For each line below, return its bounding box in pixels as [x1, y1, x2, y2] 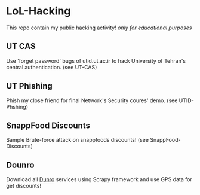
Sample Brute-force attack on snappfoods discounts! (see [6, 136, 149, 144]
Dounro [6, 160, 35, 170]
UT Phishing [6, 81, 53, 91]
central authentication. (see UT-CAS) [6, 63, 97, 71]
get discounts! [6, 182, 42, 190]
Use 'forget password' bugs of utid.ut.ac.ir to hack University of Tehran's [6, 57, 186, 64]
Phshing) [6, 103, 29, 110]
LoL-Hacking [6, 4, 71, 18]
